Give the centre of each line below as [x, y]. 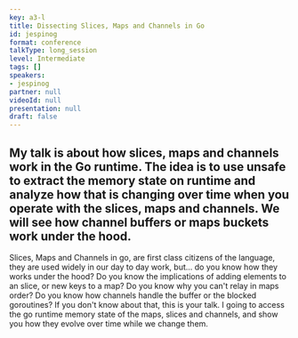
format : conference [45, 42]
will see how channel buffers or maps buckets [139, 222]
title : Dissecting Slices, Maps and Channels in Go [107, 26]
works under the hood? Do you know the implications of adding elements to [148, 276]
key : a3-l [28, 17]
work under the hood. [70, 236]
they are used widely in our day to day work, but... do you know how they [144, 267]
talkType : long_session [53, 51]
